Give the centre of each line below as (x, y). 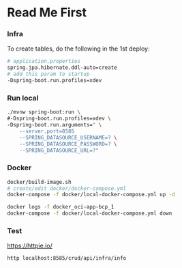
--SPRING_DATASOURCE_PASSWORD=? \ (68, 144)
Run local (23, 98)
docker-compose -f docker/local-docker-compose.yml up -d (91, 195)
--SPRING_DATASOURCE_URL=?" (59, 150)
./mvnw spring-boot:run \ (44, 112)
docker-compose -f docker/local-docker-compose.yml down (90, 213)
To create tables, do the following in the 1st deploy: (78, 49)
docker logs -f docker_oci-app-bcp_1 (61, 207)
